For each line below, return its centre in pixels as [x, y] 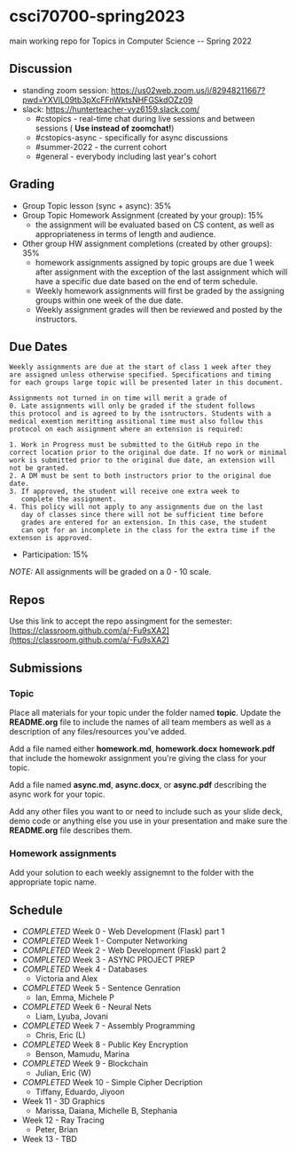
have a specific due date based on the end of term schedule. [147, 281]
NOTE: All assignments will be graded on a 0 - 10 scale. [110, 572]
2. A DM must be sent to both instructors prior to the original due [141, 476]
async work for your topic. [57, 794]
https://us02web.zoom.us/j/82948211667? [188, 90]
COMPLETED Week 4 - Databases [85, 969]
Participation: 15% [55, 555]
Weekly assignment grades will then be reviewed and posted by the [159, 309]
